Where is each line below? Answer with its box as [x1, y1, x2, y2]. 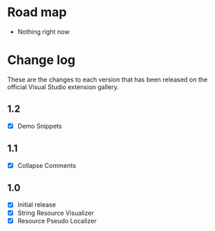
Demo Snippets [17, 121, 62, 130]
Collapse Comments [17, 161, 76, 169]
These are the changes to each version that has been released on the [7, 75, 208, 84]
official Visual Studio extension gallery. [7, 82, 119, 91]
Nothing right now [17, 27, 70, 36]
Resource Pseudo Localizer [17, 216, 97, 225]
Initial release [17, 201, 56, 209]
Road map [7, 4, 67, 20]
